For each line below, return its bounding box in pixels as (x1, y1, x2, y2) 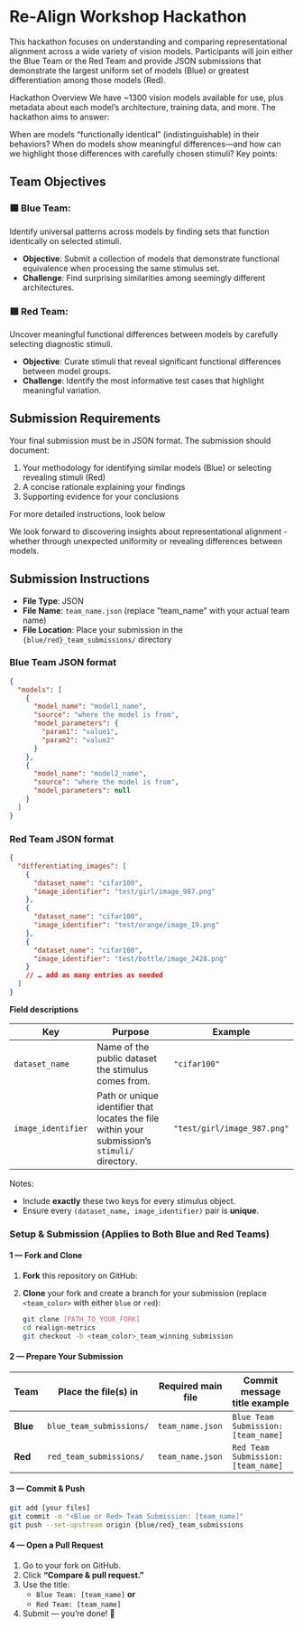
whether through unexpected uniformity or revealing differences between (9, 535, 282, 546)
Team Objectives (9, 174, 106, 190)
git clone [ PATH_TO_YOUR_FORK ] (22, 1315, 141, 1324)
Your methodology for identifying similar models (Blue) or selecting (22, 462, 272, 473)
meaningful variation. (22, 384, 102, 395)
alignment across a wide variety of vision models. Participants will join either (9, 45, 293, 56)
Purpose (112, 1025, 150, 1038)
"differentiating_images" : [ (17, 861, 127, 870)
